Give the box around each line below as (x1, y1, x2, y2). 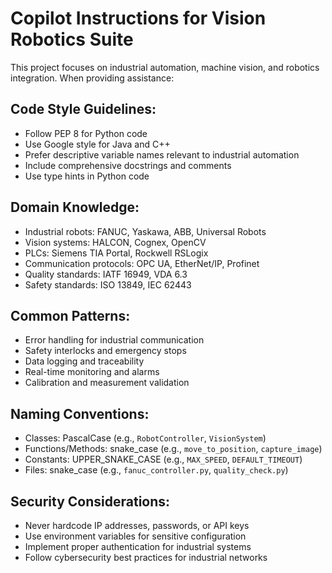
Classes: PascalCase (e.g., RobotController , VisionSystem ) (24, 432, 267, 444)
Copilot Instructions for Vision (10, 7, 267, 30)
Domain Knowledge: (10, 199, 140, 216)
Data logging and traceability (24, 355, 145, 367)
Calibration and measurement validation (24, 377, 190, 389)
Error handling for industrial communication (24, 334, 205, 346)
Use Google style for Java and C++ (24, 138, 171, 150)
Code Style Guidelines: (10, 101, 157, 118)
